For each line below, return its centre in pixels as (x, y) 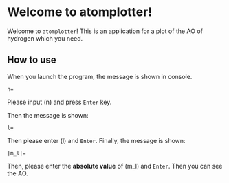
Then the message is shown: (48, 115)
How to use (32, 60)
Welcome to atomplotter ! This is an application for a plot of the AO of (105, 31)
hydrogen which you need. (45, 38)
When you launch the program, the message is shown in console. (100, 76)
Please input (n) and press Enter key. (59, 102)
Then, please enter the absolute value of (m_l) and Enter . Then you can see (115, 166)
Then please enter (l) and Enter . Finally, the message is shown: (96, 140)
